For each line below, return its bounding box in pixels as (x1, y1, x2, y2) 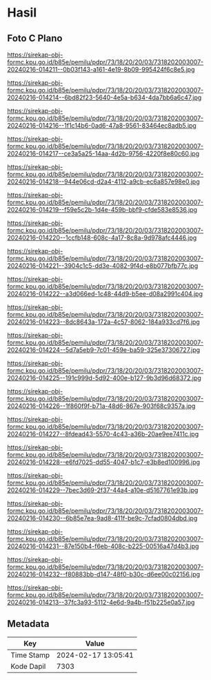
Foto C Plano (7, 32, 63, 44)
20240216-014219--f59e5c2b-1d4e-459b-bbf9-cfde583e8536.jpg (7, 206, 198, 213)
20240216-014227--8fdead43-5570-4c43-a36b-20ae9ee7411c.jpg (7, 430, 199, 438)
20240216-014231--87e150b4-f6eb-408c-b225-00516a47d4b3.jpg (7, 542, 199, 550)
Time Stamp (10, 650, 50, 660)
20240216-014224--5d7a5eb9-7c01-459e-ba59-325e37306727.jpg (7, 346, 201, 353)
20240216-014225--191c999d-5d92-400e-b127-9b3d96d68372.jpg (7, 374, 201, 382)
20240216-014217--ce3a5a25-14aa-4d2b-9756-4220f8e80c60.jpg (7, 150, 200, 157)
